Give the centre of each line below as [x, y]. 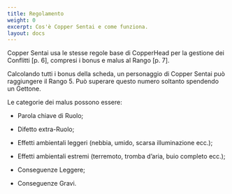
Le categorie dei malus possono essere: [65, 103]
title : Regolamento [36, 14]
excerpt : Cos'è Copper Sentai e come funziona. [78, 27]
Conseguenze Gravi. [47, 184]
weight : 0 [22, 20]
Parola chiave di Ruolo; [50, 116]
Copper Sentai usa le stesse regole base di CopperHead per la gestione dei [116, 53]
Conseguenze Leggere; [51, 170]
